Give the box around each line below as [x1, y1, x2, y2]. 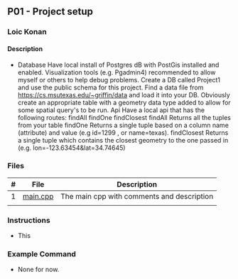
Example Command [7, 249, 77, 259]
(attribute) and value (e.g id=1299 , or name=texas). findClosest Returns [17, 128, 229, 137]
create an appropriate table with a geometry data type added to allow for [17, 98, 231, 106]
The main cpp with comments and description [60, 191, 214, 201]
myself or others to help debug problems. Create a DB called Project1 [17, 75, 220, 84]
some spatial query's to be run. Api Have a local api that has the [17, 106, 205, 114]
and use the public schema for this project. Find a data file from [17, 83, 204, 92]
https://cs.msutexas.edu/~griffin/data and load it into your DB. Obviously [17, 90, 231, 99]
